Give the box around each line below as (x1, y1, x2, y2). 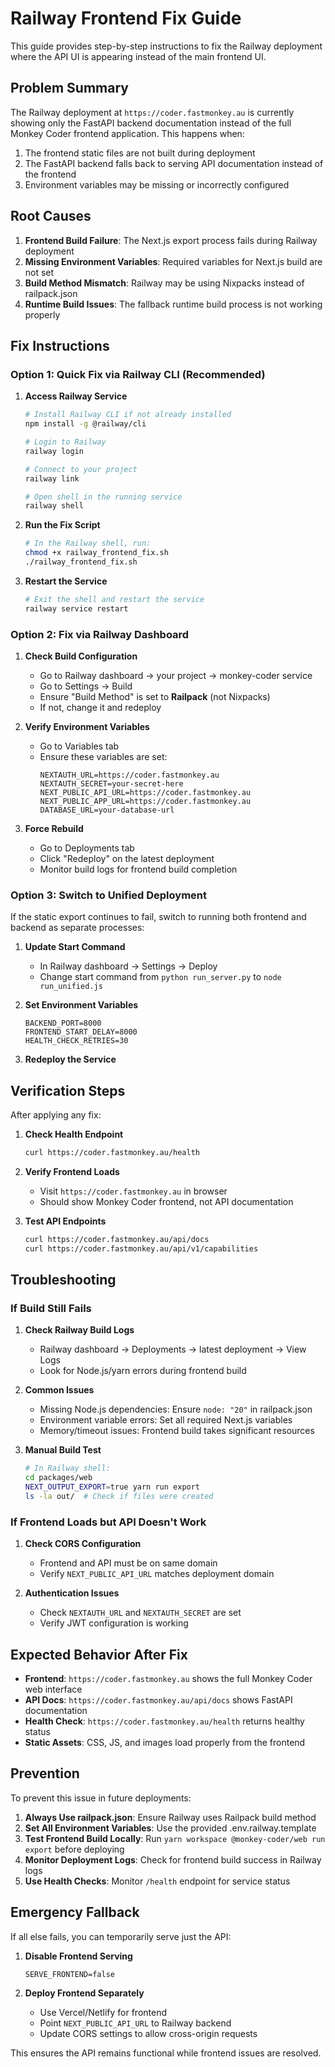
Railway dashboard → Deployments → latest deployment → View (39, 1343, 307, 1356)
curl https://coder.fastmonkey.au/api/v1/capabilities (24, 1243, 259, 1254)
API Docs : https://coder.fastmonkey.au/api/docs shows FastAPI (24, 1693, 293, 1706)
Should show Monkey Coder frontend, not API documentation (39, 1195, 294, 1207)
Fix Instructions (10, 337, 110, 354)
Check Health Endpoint (24, 1128, 124, 1141)
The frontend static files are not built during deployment (24, 147, 256, 159)
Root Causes (10, 208, 92, 225)
